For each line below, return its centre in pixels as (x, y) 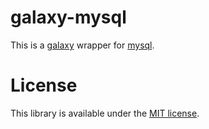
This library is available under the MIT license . (105, 113)
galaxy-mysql (68, 17)
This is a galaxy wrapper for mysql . (82, 45)
